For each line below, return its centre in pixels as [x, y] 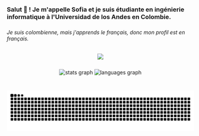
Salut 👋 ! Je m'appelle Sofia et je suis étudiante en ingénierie [96, 10]
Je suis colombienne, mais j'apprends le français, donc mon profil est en [96, 32]
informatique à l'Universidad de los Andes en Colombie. [89, 17]
